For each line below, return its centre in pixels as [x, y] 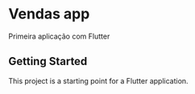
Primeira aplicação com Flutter [59, 36]
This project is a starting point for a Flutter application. [98, 80]
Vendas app [49, 14]
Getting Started [48, 61]
